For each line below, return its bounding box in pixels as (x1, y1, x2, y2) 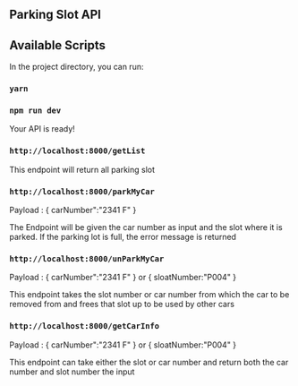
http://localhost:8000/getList (9, 146, 146, 156)
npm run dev (9, 106, 62, 116)
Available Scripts (9, 38, 106, 53)
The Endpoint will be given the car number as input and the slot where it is (9, 222, 284, 233)
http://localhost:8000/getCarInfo (9, 322, 159, 331)
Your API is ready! (9, 124, 76, 134)
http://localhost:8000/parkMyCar (9, 186, 155, 196)
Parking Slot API (9, 7, 101, 22)
